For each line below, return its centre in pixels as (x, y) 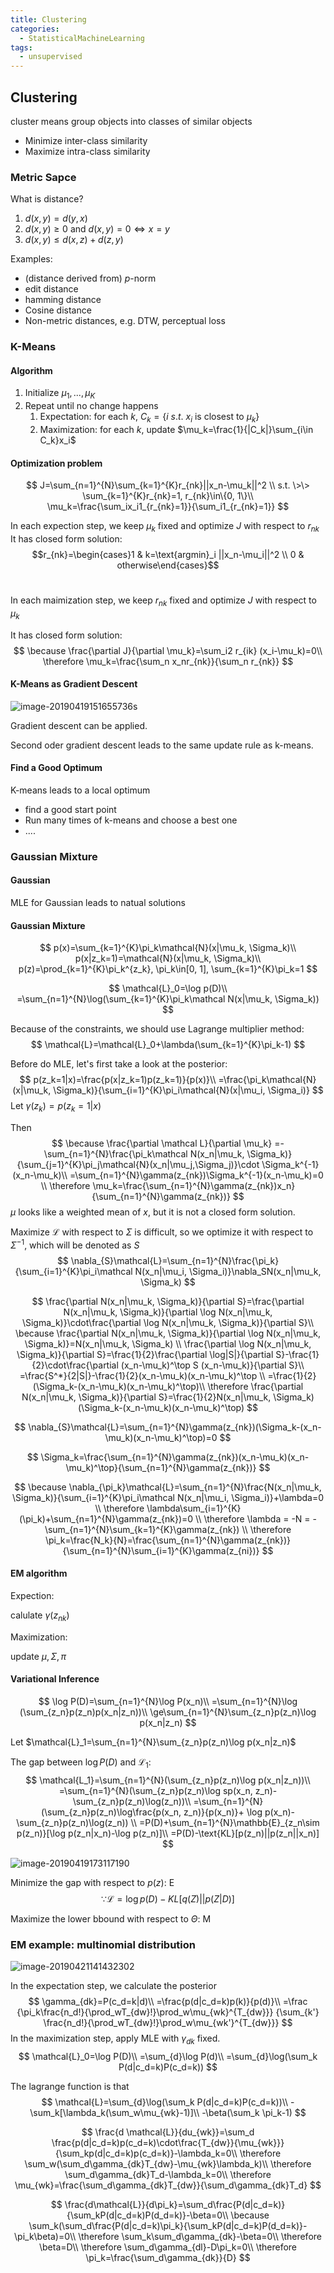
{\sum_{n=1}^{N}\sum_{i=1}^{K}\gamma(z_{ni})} (161, 1550)
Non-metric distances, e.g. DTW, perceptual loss (125, 321)
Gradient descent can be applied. (79, 725)
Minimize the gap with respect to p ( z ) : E (92, 1882)
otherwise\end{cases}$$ (168, 565)
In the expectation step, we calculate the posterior (113, 1986)
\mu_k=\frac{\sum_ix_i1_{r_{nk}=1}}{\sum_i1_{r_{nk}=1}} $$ (168, 507)
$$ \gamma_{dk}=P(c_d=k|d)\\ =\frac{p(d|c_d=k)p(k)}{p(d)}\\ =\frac (168, 2002)
